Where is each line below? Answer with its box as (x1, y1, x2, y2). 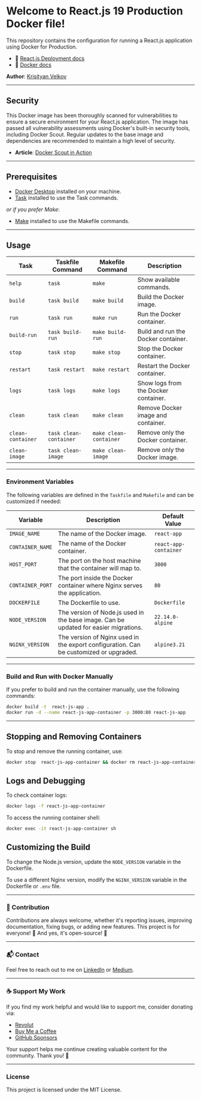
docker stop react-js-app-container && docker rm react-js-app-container (6, 759, 197, 765)
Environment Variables (6, 478, 74, 486)
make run (92, 315, 118, 321)
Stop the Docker (137, 345, 184, 353)
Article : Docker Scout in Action (14, 149, 92, 156)
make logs (92, 387, 121, 394)
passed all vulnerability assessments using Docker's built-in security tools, (6, 124, 190, 131)
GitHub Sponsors (14, 1034, 58, 1041)
